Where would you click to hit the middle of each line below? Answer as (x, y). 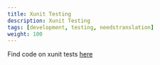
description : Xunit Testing (49, 21)
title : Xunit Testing (39, 14)
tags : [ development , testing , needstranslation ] (81, 27)
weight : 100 (25, 34)
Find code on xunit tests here (50, 54)
